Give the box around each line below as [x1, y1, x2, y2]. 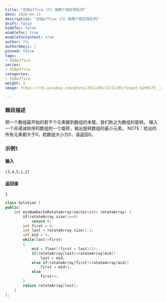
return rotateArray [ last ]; [23, 283, 79, 288]
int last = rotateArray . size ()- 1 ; [23, 228, 94, 233]
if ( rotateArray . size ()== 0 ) [23, 214, 79, 219]
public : [5, 205, 21, 210]
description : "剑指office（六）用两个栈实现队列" [5, 16, 100, 21]
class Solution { [5, 201, 41, 206]
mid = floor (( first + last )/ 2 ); [31, 246, 98, 251]
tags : [5, 53, 16, 58]
